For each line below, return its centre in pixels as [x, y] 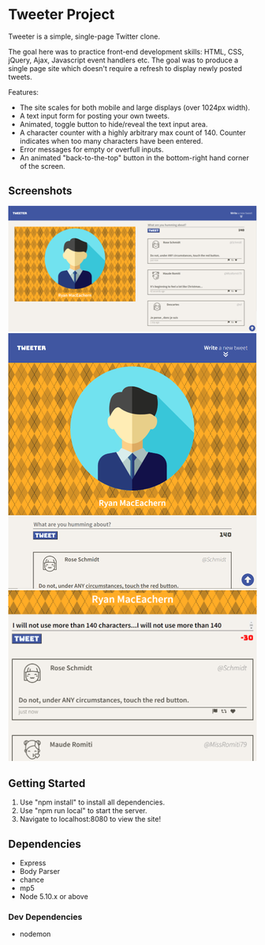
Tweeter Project [62, 15]
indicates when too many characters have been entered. [111, 141]
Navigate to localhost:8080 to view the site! [90, 819]
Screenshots [40, 191]
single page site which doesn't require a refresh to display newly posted [125, 68]
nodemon [35, 934]
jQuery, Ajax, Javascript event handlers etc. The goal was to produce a [123, 60]
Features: [24, 92]
